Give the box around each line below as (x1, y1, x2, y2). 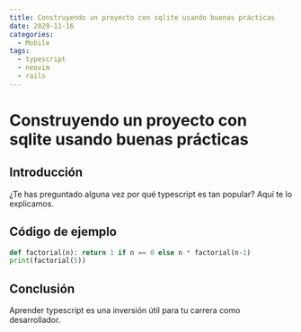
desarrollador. (9, 315, 61, 326)
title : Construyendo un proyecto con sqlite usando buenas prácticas (9, 13, 276, 22)
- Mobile (17, 38, 50, 48)
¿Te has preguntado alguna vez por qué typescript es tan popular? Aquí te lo (9, 188, 293, 199)
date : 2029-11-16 (9, 22, 75, 31)
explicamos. (9, 198, 54, 209)
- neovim (17, 64, 50, 73)
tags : (9, 47, 30, 56)
